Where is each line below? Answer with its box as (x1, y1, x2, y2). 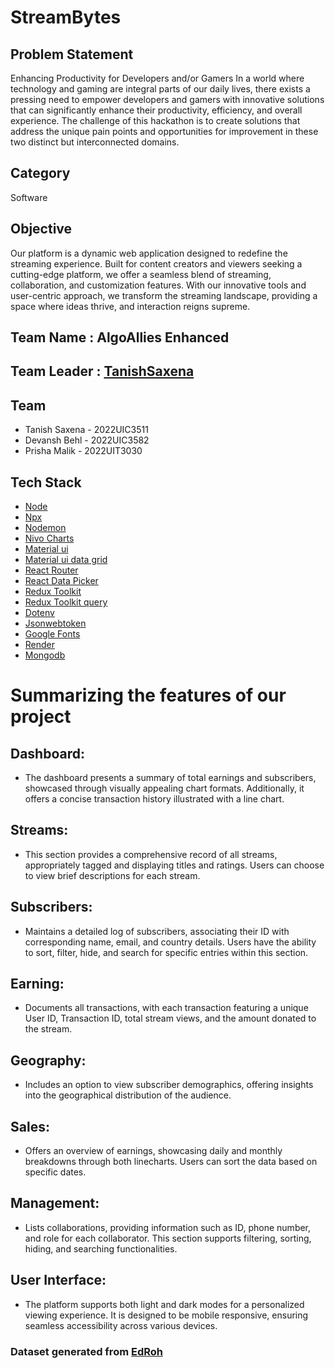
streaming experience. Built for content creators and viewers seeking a (10, 257, 303, 270)
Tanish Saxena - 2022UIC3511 (24, 424, 149, 436)
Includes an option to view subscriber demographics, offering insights (24, 1079, 314, 1091)
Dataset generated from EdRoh (10, 1344, 163, 1358)
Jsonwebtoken (24, 617, 87, 630)
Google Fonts (24, 628, 81, 640)
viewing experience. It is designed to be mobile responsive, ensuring (24, 1309, 309, 1321)
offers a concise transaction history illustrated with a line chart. (24, 793, 285, 805)
